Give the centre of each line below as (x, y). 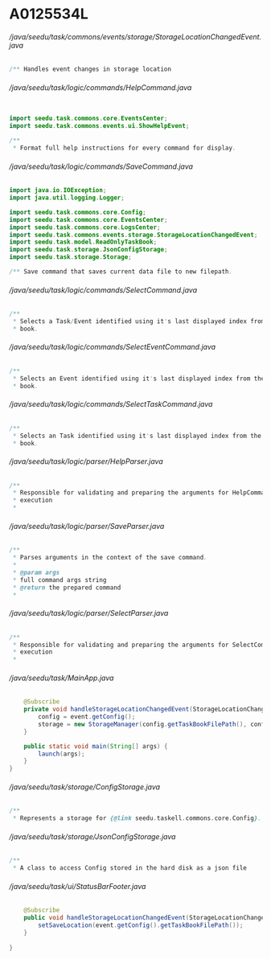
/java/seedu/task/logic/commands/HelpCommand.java (101, 87)
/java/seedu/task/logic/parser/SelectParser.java (89, 613)
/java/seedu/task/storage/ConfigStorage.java (84, 787)
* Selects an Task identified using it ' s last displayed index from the (137, 436)
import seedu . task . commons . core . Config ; (78, 212)
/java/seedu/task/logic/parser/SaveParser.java (87, 526)
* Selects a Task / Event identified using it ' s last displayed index (130, 322)
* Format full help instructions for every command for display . (124, 148)
